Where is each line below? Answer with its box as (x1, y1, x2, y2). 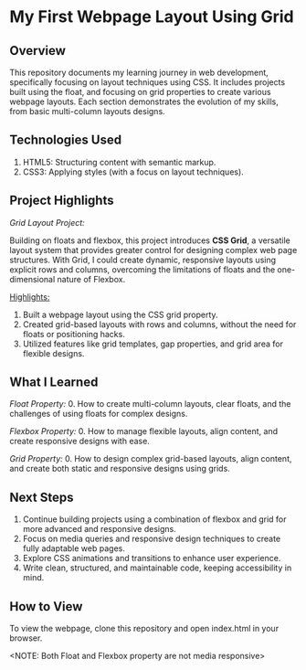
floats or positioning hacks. (22, 328, 125, 339)
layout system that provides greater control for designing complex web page (9, 244, 298, 255)
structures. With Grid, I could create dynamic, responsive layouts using (9, 254, 277, 265)
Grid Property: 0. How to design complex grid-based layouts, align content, (9, 453, 292, 464)
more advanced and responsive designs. (22, 524, 176, 535)
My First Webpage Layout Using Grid (9, 6, 294, 27)
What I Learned (9, 375, 99, 390)
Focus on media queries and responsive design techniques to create (22, 533, 281, 545)
